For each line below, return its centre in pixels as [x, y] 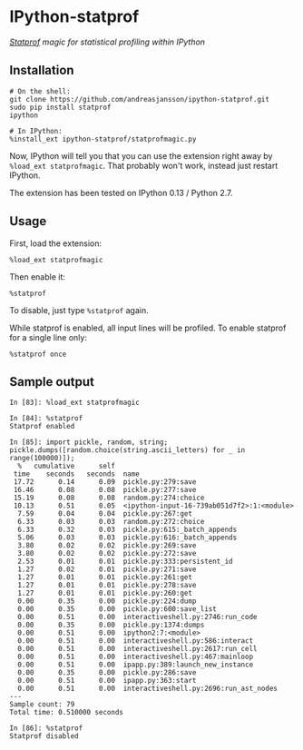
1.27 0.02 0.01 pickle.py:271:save [107, 569]
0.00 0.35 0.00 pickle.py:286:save [107, 673]
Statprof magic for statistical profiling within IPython [108, 42]
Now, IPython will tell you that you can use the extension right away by [141, 155]
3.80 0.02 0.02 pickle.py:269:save [107, 546]
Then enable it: [38, 276]
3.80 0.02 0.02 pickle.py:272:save [107, 554]
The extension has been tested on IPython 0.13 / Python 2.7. [121, 192]
